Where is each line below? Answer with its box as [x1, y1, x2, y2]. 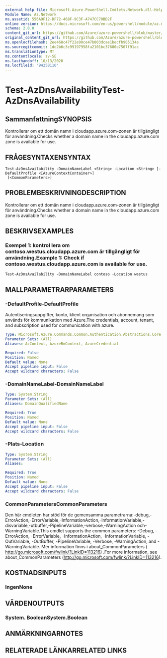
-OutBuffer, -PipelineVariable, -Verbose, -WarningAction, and [31, 538, 157, 544]
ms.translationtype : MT [5, 49, 55, 54]
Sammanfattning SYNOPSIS [5, 115, 92, 123]
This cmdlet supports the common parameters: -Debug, [40, 528, 155, 534]
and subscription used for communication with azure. [5, 322, 115, 328]
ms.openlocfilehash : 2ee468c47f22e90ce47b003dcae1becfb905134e [5, 40, 139, 45]
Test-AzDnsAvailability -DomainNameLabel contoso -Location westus [5, 272, 148, 277]
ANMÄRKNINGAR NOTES [5, 630, 83, 638]
